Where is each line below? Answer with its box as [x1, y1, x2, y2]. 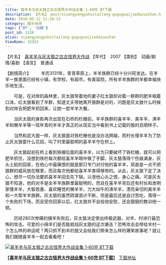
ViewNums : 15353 [5, 39, 39, 44]
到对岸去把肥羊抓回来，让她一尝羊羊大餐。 [5, 105, 92, 111]
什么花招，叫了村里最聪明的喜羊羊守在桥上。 [26, 139, 118, 145]
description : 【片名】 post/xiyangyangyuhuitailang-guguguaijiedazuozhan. [5, 12, 159, 17]
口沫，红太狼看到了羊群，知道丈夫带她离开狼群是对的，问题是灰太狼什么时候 [5, 99, 161, 105]
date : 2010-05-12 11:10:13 [5, 16, 61, 21]
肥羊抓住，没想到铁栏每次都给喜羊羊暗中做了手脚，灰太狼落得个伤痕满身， [5, 155, 157, 161]
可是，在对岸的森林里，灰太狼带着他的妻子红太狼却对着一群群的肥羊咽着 [13, 93, 161, 99]
